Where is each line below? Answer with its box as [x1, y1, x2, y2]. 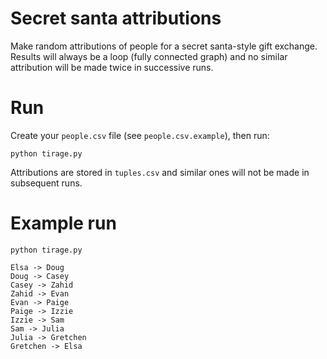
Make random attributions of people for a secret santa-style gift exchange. [10, 40, 318, 52]
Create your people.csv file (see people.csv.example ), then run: [10, 129, 270, 141]
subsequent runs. [10, 177, 83, 189]
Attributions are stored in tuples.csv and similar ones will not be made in [10, 166, 310, 178]
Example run [10, 212, 117, 235]
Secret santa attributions [10, 7, 222, 30]
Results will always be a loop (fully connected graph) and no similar [10, 50, 288, 62]
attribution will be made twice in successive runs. [10, 61, 214, 73]
